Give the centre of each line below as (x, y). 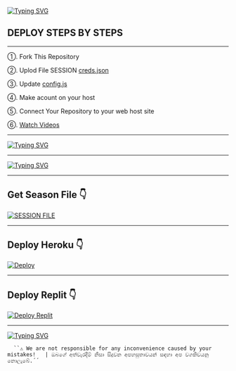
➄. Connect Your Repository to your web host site (81, 111)
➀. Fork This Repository (43, 56)
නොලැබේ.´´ (24, 361)
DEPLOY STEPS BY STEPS (65, 33)
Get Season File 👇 (47, 195)
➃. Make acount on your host (51, 97)
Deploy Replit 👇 (42, 295)
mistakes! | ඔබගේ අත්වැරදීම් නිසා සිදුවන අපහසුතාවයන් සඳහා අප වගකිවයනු (108, 355)
